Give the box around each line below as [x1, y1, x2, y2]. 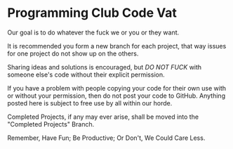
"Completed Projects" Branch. [7, 119, 95, 128]
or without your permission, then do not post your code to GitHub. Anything [7, 91, 226, 100]
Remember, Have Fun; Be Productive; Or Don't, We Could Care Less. [7, 134, 206, 142]
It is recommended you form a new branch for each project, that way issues [7, 41, 227, 50]
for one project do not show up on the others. [7, 49, 139, 58]
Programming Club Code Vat [7, 5, 178, 21]
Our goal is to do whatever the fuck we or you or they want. [7, 28, 180, 37]
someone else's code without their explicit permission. [7, 70, 165, 79]
